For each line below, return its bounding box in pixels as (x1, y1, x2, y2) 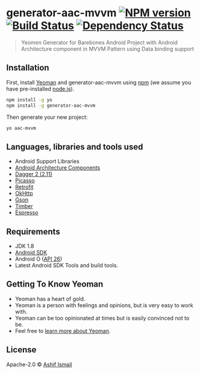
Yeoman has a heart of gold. (14, 295, 86, 302)
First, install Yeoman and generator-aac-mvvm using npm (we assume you (6, 78, 192, 86)
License (6, 344, 37, 355)
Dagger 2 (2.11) (14, 171, 52, 178)
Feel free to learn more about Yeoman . (14, 327, 111, 334)
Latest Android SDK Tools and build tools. (14, 262, 119, 268)
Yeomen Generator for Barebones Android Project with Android (20, 39, 178, 46)
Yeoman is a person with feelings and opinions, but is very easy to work (14, 302, 194, 309)
